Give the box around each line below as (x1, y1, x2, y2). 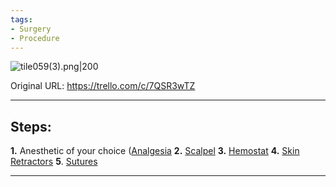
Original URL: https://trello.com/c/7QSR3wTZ (10, 80, 196, 92)
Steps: (10, 118, 52, 135)
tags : (10, 14, 33, 25)
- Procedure (10, 33, 60, 43)
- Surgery (10, 24, 52, 34)
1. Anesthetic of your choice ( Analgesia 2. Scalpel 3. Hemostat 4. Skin (10, 145, 300, 157)
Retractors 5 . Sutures (10, 156, 98, 168)
